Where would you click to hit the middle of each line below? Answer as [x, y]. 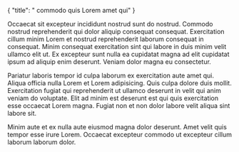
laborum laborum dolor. [42, 142]
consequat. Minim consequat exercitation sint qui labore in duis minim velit [117, 47]
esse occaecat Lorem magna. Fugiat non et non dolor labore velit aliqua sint [119, 105]
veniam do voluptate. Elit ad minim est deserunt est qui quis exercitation [113, 98]
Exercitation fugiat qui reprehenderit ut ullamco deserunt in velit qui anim [114, 91]
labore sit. [22, 113]
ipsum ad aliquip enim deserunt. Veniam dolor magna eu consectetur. [110, 62]
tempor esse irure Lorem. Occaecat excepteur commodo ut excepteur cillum [120, 135]
